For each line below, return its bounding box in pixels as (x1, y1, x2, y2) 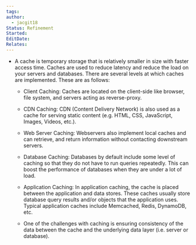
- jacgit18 (11, 19, 38, 25)
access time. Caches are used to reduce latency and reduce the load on (14, 64, 189, 71)
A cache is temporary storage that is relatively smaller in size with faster (14, 57, 189, 65)
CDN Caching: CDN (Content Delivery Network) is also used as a (23, 105, 180, 112)
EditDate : (6, 36, 31, 42)
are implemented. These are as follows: (14, 76, 110, 83)
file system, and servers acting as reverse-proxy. (23, 94, 142, 101)
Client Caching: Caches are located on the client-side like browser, (23, 88, 185, 95)
